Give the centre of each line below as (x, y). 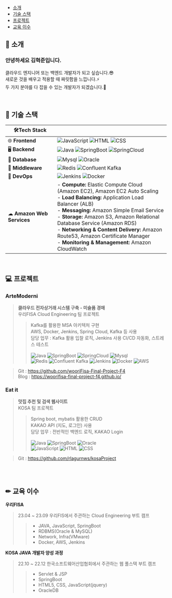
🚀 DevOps (20, 176)
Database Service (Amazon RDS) (97, 223)
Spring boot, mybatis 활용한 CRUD (66, 419)
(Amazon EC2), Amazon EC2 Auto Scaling (108, 191)
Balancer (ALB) (75, 203)
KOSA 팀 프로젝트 (36, 408)
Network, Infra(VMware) (64, 537)
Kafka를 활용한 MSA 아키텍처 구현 (65, 325)
